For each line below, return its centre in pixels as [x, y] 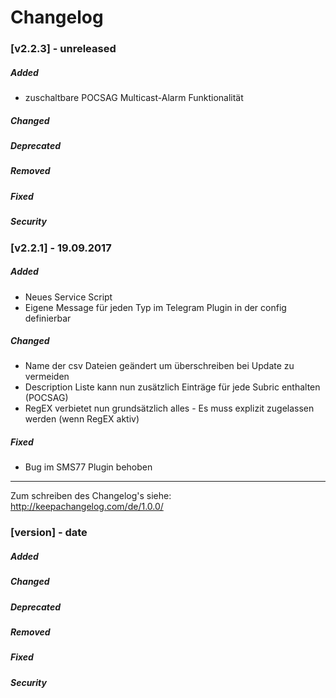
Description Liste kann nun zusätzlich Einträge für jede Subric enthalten [172, 387]
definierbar [48, 318]
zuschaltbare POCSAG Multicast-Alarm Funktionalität [134, 98]
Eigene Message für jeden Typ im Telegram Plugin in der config [155, 307]
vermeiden [47, 377]
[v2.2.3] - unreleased [63, 49]
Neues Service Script [68, 297]
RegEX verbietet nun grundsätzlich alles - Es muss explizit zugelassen [169, 408]
